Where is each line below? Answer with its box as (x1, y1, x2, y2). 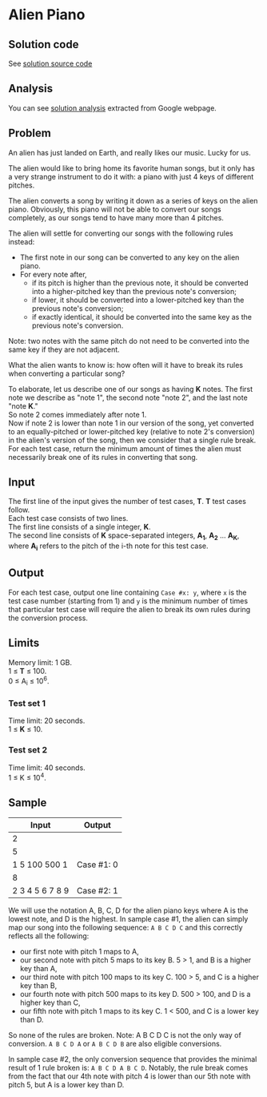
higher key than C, (19, 998, 81, 1007)
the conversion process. (8, 613, 88, 623)
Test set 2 (8, 744, 48, 756)
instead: (8, 236, 35, 246)
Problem (8, 127, 52, 140)
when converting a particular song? (8, 369, 126, 378)
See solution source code (8, 58, 93, 68)
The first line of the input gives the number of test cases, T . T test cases (8, 497, 246, 506)
